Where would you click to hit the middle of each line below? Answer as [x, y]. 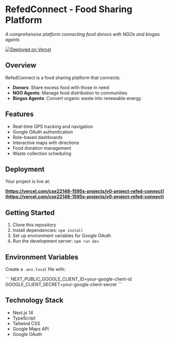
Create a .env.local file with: [36, 269]
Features [19, 114]
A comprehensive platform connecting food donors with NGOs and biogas [82, 34]
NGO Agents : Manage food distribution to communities [70, 93]
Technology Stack [34, 300]
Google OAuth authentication [43, 132]
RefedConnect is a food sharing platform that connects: [63, 78]
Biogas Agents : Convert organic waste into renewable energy [77, 98]
